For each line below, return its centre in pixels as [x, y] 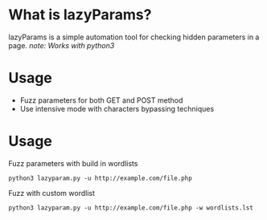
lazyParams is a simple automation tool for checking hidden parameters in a [134, 37]
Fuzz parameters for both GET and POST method [101, 100]
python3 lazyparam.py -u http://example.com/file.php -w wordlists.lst [131, 208]
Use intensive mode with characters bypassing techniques [117, 108]
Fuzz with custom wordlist [51, 193]
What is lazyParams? [80, 15]
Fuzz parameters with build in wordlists [73, 163]
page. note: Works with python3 [62, 45]
